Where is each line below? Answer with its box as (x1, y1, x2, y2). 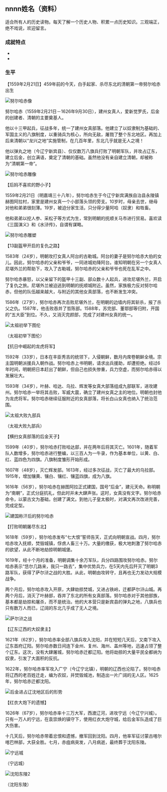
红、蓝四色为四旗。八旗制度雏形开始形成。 (5, 456, 92, 462)
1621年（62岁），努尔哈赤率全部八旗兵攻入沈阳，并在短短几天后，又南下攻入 (5, 637, 161, 643)
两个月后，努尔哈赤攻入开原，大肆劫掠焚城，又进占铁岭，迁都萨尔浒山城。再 (5, 586, 162, 593)
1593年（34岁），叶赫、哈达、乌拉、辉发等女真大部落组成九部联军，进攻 (5, 383, 154, 389)
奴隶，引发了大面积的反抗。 (5, 655, 62, 661)
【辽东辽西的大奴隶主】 (5, 626, 53, 632)
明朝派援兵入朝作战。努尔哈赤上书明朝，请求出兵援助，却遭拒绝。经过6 (13, 360, 161, 366)
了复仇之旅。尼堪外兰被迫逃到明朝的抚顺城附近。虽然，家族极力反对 (5, 282, 145, 288)
